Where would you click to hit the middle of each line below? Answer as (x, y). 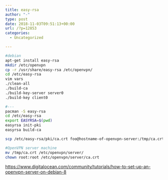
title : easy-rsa (22, 10)
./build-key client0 (27, 97)
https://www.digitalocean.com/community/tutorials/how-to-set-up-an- (78, 167)
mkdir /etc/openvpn (25, 65)
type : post (16, 19)
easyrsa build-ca (23, 130)
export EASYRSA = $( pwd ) (29, 120)
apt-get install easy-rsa (32, 60)
